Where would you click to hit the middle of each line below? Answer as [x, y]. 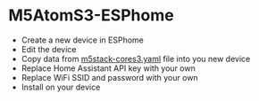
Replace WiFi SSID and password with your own [109, 77]
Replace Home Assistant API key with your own [108, 68]
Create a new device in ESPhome [82, 40]
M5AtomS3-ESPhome [92, 16]
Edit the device [49, 49]
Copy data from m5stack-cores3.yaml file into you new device [136, 58]
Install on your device [61, 87]
